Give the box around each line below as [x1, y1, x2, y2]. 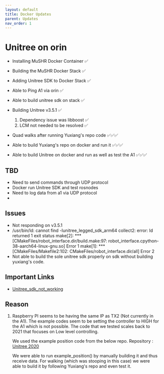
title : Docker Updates [5, 12, 51, 17]
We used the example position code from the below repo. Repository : [12, 338, 153, 344]
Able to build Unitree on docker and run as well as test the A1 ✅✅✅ [12, 152, 147, 158]
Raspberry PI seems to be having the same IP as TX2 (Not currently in [12, 313, 154, 319]
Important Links [5, 273, 55, 281]
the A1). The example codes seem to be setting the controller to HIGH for [12, 318, 159, 324]
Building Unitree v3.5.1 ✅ [12, 107, 62, 113]
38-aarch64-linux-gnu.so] [12, 243, 65, 249]
